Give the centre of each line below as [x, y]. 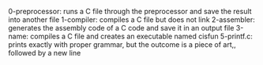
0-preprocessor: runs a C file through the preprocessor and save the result [130, 11]
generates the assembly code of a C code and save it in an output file [121, 28]
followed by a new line [45, 53]
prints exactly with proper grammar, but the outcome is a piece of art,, [122, 45]
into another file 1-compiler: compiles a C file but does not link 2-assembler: [131, 20]
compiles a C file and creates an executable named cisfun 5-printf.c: [141, 36]
